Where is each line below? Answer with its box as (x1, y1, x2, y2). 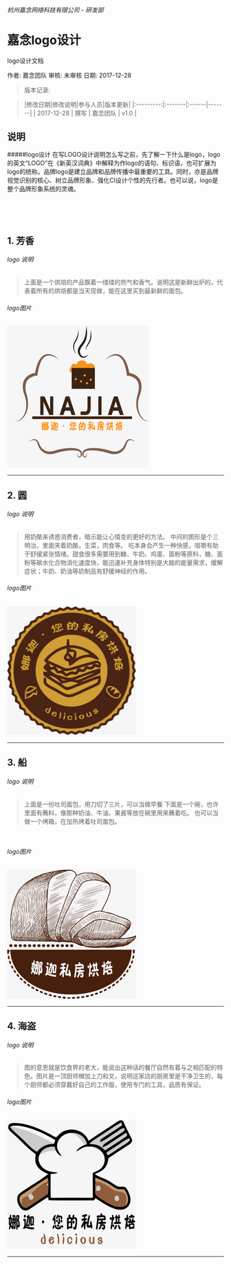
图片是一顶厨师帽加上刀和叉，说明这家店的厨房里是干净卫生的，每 (36, 1072, 223, 1080)
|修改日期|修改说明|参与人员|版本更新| (23, 100, 131, 109)
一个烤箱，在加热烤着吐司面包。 (30, 817, 121, 825)
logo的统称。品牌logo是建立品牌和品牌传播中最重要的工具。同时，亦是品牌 (7, 168, 219, 176)
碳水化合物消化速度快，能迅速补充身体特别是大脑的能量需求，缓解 (36, 558, 223, 566)
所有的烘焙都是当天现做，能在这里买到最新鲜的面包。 (36, 286, 187, 294)
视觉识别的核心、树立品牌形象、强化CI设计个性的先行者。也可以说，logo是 (7, 176, 219, 184)
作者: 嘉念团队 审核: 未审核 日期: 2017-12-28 (7, 71, 132, 79)
